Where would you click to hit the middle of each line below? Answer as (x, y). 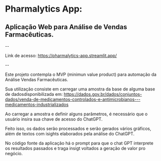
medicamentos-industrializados (37, 105)
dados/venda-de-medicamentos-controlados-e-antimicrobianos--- (73, 99)
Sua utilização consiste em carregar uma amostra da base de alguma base (80, 89)
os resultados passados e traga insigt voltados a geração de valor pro (75, 148)
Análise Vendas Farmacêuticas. (37, 80)
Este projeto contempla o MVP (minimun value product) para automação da (81, 74)
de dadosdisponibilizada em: (34, 94)
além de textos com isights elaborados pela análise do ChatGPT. (70, 134)
